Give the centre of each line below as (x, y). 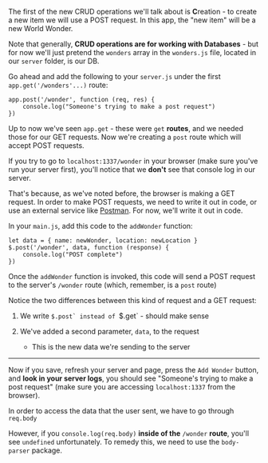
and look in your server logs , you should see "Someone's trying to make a (131, 378)
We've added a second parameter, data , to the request (109, 331)
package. (47, 450)
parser (19, 451)
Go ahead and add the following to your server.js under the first (114, 76)
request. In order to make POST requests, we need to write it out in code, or (133, 202)
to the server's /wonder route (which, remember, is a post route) (112, 285)
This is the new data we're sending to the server (111, 347)
